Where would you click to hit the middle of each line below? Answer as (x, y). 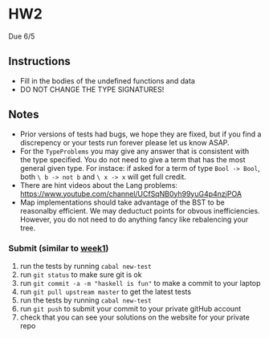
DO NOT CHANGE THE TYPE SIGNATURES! (92, 89)
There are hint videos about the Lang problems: (99, 185)
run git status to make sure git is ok (81, 275)
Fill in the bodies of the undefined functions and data (107, 80)
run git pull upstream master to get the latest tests (105, 291)
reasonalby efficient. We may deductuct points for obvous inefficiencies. (140, 210)
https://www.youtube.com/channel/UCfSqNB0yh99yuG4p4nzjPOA (131, 193)
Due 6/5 (22, 36)
